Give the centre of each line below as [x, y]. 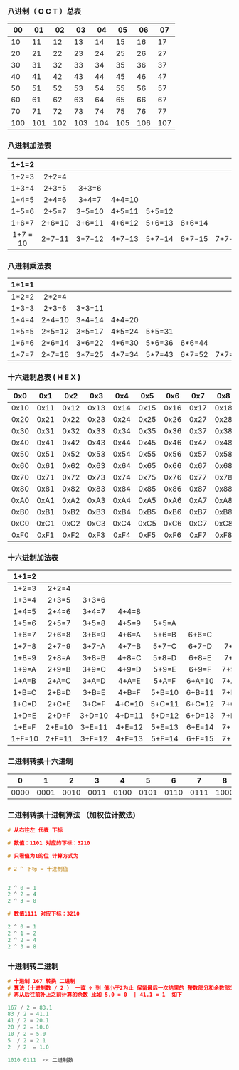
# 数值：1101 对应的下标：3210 [49, 843]
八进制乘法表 [30, 266]
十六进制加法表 [33, 558]
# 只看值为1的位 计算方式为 [43, 856]
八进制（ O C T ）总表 [44, 11]
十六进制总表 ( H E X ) [44, 377]
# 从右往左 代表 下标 [35, 830]
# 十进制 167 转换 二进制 [42, 981]
